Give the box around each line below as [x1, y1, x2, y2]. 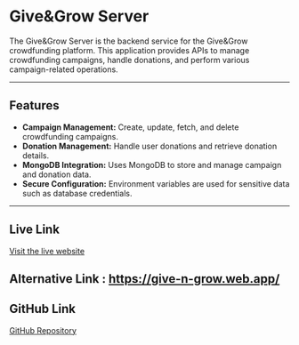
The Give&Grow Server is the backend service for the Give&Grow [9, 36, 248, 46]
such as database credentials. [21, 188, 133, 198]
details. [21, 149, 50, 161]
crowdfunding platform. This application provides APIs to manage [9, 44, 250, 55]
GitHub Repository [9, 325, 77, 335]
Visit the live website [9, 245, 85, 256]
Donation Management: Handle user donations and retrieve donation [21, 140, 278, 151]
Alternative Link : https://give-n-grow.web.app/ [9, 271, 280, 286]
